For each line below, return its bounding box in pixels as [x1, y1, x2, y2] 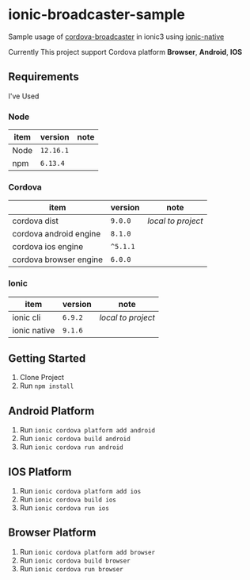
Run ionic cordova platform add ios [19, 486, 142, 496]
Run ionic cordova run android [19, 442, 124, 451]
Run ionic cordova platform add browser [19, 547, 156, 556]
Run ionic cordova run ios [19, 503, 109, 513]
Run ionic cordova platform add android [19, 425, 156, 435]
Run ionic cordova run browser [19, 563, 124, 573]
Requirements [8, 70, 79, 84]
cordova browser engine [12, 254, 104, 265]
